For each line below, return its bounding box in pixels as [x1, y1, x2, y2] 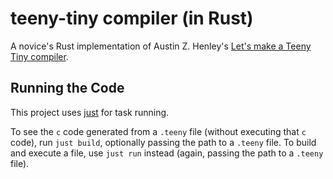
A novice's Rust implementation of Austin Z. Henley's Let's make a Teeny [10, 40, 312, 52]
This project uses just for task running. [10, 106, 170, 118]
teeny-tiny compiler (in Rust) [10, 7, 254, 30]
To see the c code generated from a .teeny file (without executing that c [10, 125, 307, 137]
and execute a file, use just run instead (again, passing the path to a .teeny [10, 147, 324, 159]
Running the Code [10, 80, 125, 97]
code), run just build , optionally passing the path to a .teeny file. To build [10, 136, 317, 148]
